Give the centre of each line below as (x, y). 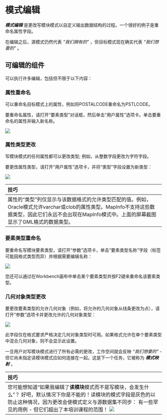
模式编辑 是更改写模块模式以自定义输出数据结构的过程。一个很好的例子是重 (82, 25)
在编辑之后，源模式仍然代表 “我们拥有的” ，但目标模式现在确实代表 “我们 (80, 42)
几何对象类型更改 (26, 296)
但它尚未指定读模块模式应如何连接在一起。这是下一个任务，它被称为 (75, 358)
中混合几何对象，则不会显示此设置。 (42, 341)
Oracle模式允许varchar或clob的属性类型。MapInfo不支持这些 (79, 207)
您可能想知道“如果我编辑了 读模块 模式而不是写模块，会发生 (76, 387)
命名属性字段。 (20, 31)
